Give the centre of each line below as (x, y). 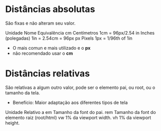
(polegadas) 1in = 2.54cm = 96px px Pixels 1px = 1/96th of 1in (69, 38)
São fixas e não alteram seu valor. (40, 23)
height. (13, 123)
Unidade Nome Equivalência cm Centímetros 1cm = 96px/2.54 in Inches (80, 33)
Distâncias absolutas (50, 9)
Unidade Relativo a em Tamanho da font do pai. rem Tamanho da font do (81, 112)
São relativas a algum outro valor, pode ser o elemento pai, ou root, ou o (80, 87)
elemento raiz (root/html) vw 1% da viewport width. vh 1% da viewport (78, 117)
